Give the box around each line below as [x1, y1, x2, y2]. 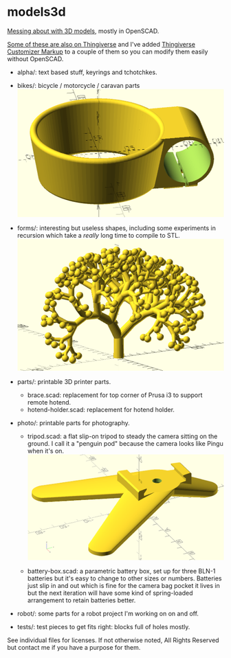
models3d [7, 4, 67, 20]
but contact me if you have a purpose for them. [7, 643, 141, 651]
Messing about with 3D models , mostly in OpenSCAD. [7, 27, 159, 35]
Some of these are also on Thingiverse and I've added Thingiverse [7, 40, 196, 48]
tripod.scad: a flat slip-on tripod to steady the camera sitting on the [27, 432, 218, 440]
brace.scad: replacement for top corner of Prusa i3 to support [27, 391, 203, 399]
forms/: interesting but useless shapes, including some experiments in [16, 224, 217, 232]
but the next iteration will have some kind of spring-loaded [27, 589, 194, 597]
